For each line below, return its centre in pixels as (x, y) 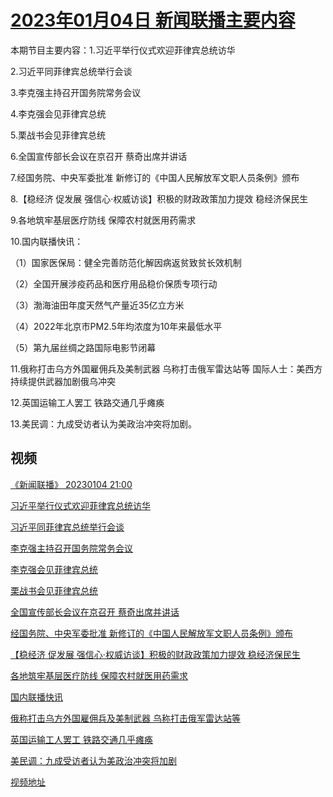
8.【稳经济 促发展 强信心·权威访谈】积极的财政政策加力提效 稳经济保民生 (159, 198)
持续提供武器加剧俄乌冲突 (63, 381)
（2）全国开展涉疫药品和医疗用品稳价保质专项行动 (114, 283)
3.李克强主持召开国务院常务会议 (76, 92)
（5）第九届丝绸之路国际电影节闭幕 (83, 347)
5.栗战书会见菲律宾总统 (58, 135)
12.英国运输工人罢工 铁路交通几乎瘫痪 (87, 402)
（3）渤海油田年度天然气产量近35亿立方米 (97, 305)
